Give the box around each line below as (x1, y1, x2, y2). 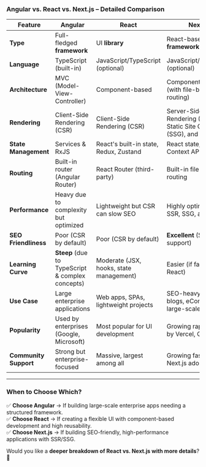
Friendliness (9, 238, 47, 247)
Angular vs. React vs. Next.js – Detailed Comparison (6, 5, 165, 13)
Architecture (9, 85, 47, 94)
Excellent (166, 231, 194, 240)
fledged (55, 39, 78, 47)
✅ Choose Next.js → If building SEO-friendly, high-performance (6, 428, 169, 436)
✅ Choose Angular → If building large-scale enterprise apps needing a (6, 401, 186, 409)
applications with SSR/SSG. (6, 435, 75, 442)
